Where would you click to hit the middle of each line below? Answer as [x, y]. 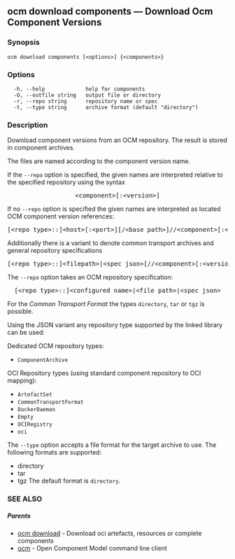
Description [28, 125]
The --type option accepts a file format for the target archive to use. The [112, 445]
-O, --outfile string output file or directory [87, 95]
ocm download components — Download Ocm [110, 12]
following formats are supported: [55, 453]
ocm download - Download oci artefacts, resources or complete [109, 533]
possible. [20, 312]
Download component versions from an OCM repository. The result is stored [117, 140]
